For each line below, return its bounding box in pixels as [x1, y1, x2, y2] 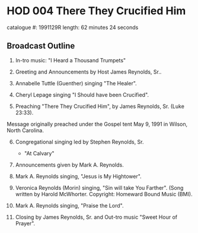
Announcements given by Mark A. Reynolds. [15, 161, 124, 168]
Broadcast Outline [7, 41, 75, 51]
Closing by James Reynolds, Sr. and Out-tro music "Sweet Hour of [15, 213, 177, 221]
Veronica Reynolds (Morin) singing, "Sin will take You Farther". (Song [15, 184, 184, 191]
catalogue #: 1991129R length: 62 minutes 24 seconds [7, 24, 139, 31]
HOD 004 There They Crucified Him [7, 4, 186, 18]
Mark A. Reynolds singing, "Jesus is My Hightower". [15, 173, 142, 180]
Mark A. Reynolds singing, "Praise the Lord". [15, 202, 124, 209]
